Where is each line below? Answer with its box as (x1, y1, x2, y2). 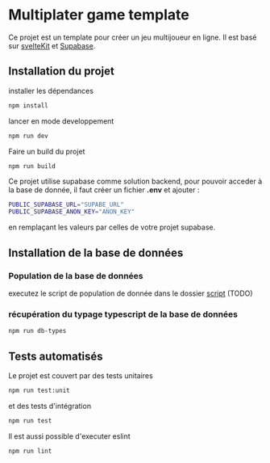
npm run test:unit (8, 386, 70, 394)
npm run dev (8, 132, 48, 140)
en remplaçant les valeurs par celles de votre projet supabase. (8, 222, 216, 232)
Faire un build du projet (8, 146, 85, 156)
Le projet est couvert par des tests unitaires (8, 370, 153, 381)
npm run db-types (8, 327, 67, 335)
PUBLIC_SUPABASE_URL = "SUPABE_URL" (8, 200, 125, 208)
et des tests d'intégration (8, 401, 91, 410)
